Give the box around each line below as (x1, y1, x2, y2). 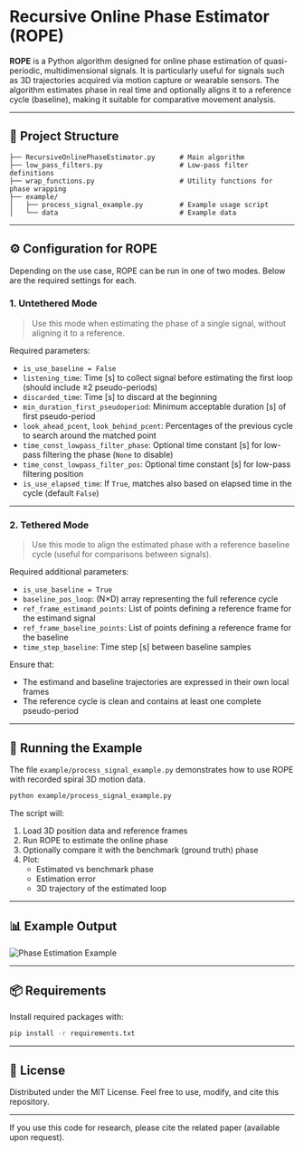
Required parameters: (9, 345, 90, 356)
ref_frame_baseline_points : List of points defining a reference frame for (22, 623, 292, 633)
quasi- (263, 55, 288, 66)
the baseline (22, 632, 70, 643)
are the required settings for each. (9, 274, 138, 286)
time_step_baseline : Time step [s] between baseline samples (22, 642, 252, 652)
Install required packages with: (9, 1012, 124, 1023)
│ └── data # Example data (9, 208, 237, 217)
